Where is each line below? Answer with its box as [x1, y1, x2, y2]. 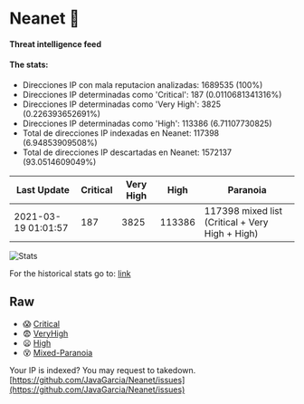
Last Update [16, 183, 71, 196]
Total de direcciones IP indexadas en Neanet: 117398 [22, 127, 220, 139]
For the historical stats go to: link [9, 267, 131, 279]
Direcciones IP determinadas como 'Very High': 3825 [22, 99, 222, 110]
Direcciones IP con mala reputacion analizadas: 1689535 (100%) [22, 79, 263, 90]
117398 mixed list [204, 204, 283, 216]
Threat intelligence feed [9, 38, 102, 49]
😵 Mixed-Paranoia [22, 347, 93, 358]
